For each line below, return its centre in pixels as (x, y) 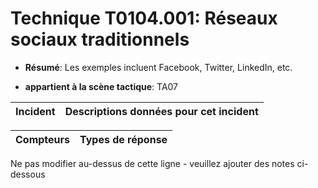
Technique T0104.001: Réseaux (144, 18)
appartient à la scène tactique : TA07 (101, 86)
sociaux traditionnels (100, 39)
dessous (28, 174)
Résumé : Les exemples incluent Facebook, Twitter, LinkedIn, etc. (158, 67)
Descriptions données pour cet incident (161, 111)
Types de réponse (123, 139)
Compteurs (43, 139)
